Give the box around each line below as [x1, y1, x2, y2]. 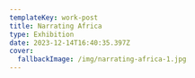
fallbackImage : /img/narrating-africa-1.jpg [17, 55, 187, 64]
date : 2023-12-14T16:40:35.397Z [9, 38, 130, 48]
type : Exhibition [9, 30, 75, 39]
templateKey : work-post [9, 13, 99, 22]
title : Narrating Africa [9, 22, 102, 30]
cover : [9, 47, 34, 56]
